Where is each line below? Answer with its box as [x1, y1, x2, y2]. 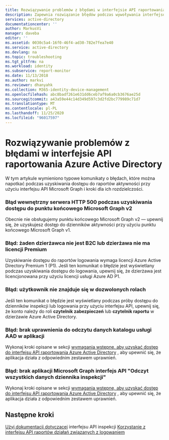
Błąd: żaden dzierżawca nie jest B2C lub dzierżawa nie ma [5, 239, 150, 246]
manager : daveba [5, 31, 39, 36]
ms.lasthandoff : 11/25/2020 [5, 111, 64, 116]
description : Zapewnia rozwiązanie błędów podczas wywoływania [5, 12, 141, 17]
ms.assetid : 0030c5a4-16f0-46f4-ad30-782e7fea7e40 [5, 40, 114, 45]
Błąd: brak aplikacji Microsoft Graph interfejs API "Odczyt [5, 367, 149, 374]
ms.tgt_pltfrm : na [5, 59, 44, 64]
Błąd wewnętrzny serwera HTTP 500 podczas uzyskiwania [5, 198, 152, 205]
